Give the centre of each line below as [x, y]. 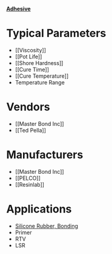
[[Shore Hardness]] [39, 63]
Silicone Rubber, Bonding [47, 226]
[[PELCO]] [28, 178]
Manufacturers [45, 155]
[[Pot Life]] [28, 57]
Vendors [28, 107]
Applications [39, 209]
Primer [23, 232]
